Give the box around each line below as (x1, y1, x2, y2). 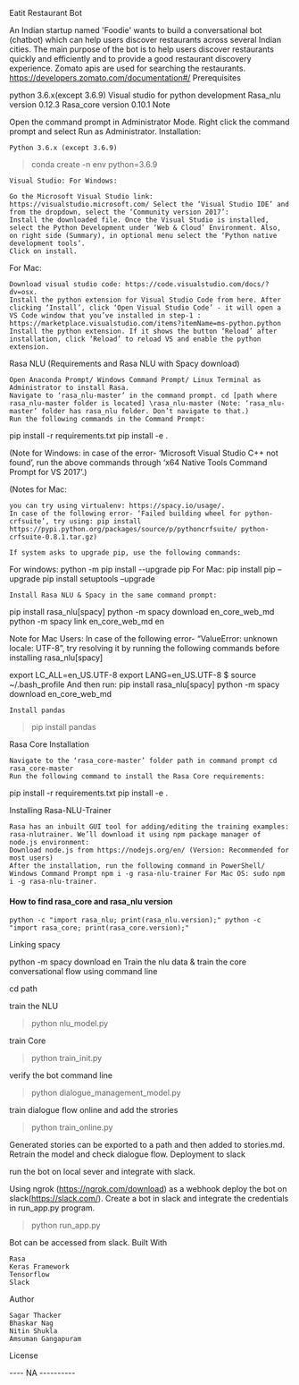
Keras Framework (9, 1262, 70, 1271)
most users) (9, 854, 54, 862)
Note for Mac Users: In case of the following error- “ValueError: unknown (9, 633, 278, 643)
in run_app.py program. (9, 1202, 96, 1213)
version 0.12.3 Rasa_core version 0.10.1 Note (9, 99, 171, 110)
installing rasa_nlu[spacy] (9, 652, 104, 663)
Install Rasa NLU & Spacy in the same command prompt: (9, 591, 218, 599)
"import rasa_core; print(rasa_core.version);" (9, 923, 190, 933)
